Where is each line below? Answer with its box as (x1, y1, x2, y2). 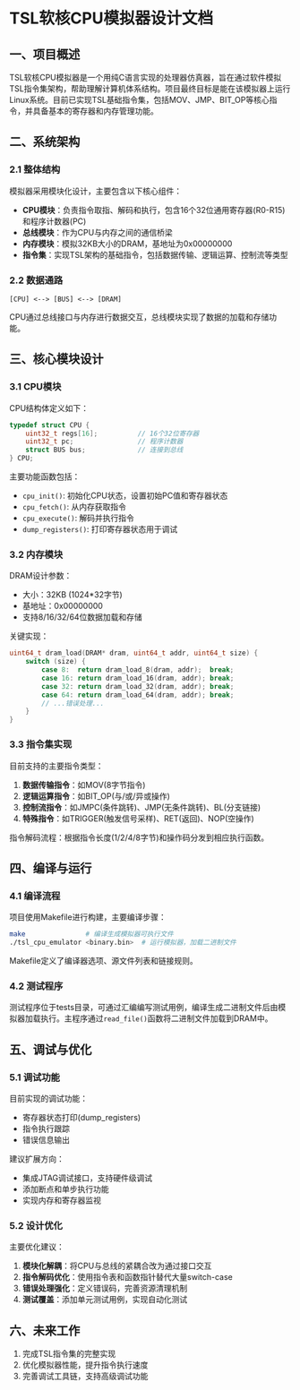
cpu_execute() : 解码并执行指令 (21, 512, 134, 524)
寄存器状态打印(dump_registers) (21, 1111, 141, 1122)
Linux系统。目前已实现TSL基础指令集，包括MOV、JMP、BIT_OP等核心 (9, 95, 270, 105)
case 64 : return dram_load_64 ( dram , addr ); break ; (41, 691, 235, 699)
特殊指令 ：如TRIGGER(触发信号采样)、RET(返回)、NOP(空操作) (21, 812, 255, 824)
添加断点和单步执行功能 (21, 1183, 109, 1194)
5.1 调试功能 (9, 1071, 61, 1084)
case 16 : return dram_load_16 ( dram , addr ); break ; (41, 674, 235, 682)
